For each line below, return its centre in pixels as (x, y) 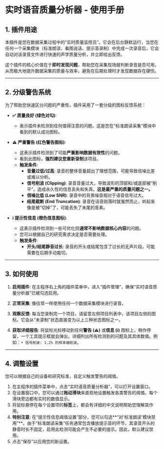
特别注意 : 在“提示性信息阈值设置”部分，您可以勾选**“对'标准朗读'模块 (82, 417)
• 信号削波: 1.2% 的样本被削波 (49, 343)
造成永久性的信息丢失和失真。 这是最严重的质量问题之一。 (95, 189)
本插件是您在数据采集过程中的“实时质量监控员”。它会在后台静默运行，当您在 (82, 42)
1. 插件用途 (21, 30)
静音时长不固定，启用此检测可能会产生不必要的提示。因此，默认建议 (81, 429)
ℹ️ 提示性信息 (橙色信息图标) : (40, 218)
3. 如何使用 (22, 274)
